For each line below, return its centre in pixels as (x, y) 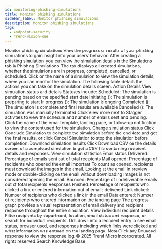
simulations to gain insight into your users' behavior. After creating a (73, 55)
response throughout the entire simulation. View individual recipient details (79, 210)
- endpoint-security (30, 32)
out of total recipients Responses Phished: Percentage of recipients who (77, 184)
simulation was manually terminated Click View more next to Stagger (74, 112)
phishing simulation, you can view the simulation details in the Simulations (79, 61)
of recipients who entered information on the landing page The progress (77, 200)
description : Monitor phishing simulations (50, 23)
